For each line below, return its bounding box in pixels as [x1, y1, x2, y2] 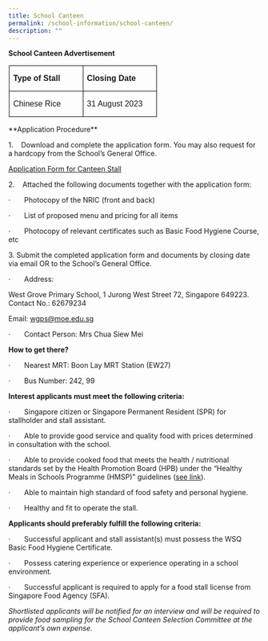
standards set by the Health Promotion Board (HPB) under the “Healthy [8, 464, 242, 474]
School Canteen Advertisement [8, 49, 115, 58]
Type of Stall [13, 74, 61, 83]
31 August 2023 [86, 99, 143, 109]
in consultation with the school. [8, 440, 112, 450]
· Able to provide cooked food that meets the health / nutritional [8, 455, 230, 465]
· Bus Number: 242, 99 [8, 376, 95, 385]
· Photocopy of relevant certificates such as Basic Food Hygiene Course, [8, 226, 260, 236]
